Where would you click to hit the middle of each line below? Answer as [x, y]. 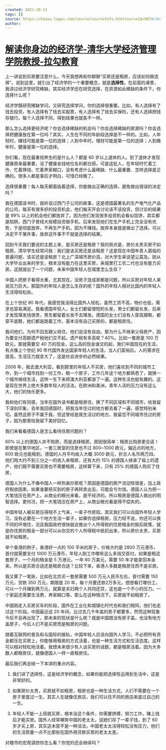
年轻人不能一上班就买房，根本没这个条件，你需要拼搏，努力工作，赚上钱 [86, 714]
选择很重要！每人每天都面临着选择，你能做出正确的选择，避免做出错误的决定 [83, 186]
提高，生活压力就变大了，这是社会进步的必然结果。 [57, 356]
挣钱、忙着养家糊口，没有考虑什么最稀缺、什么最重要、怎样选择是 [89, 170]
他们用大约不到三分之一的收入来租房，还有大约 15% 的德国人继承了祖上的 [80, 460]
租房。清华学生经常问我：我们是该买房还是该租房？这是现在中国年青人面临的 [83, 251]
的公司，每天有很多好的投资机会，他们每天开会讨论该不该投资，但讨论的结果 [83, 209]
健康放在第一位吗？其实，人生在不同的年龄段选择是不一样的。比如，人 [85, 134]
